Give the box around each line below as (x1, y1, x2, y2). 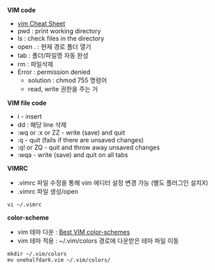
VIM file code (7, 99, 47, 107)
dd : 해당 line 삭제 (17, 121, 67, 128)
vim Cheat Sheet (17, 20, 66, 27)
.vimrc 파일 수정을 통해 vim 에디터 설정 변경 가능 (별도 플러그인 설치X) (17, 179, 209, 187)
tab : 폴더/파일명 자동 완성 (17, 52, 89, 59)
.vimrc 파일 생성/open (17, 188, 79, 195)
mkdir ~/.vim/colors (7, 250, 68, 257)
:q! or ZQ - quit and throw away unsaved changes (17, 143, 161, 151)
